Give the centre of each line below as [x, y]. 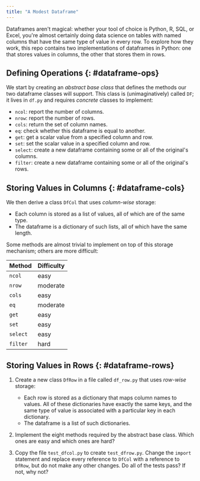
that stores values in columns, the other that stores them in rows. [86, 54]
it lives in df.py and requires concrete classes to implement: [80, 100]
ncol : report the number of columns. [59, 112]
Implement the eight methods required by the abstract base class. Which [104, 435]
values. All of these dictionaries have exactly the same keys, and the [108, 404]
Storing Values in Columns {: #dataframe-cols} [96, 188]
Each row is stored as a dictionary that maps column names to [100, 398]
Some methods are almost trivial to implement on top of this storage [90, 245]
